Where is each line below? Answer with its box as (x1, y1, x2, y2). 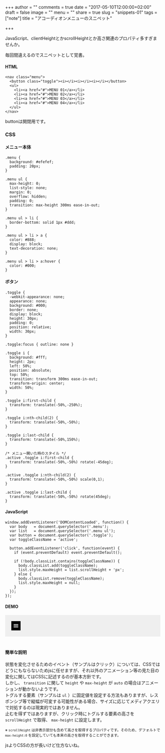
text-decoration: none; (9, 246, 58, 251)
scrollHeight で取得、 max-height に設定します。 (5, 716, 104, 723)
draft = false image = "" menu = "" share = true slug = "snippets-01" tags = (5, 9, 158, 15)
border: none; (9, 307, 38, 312)
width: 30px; (9, 329, 36, 334)
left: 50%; (9, 363, 32, 369)
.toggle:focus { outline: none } (5, 342, 74, 347)
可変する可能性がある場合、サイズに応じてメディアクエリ (43, 698, 160, 704)
